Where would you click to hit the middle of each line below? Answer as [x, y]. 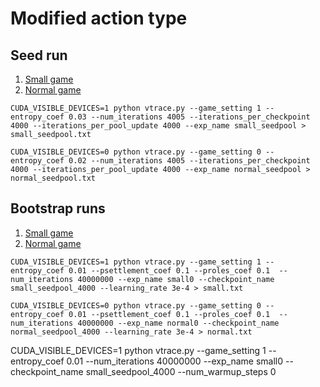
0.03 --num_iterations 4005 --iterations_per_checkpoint [189, 117]
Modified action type [99, 18]
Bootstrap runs [58, 208]
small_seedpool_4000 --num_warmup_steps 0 [181, 371]
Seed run [39, 55]
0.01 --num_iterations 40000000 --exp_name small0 [175, 361]
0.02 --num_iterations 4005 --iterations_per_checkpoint [189, 161]
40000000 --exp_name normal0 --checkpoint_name [178, 323]
